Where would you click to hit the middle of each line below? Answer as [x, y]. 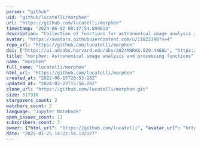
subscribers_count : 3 [33, 123]
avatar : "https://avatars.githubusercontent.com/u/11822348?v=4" [89, 39]
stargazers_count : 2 [32, 100]
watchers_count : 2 [29, 106]
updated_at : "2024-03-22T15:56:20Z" [52, 84]
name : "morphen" [26, 61]
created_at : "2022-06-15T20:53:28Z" [52, 78]
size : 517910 [22, 95]
